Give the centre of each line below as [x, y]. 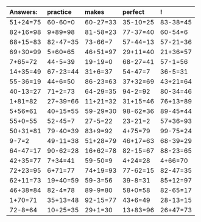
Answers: [23, 12]
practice [59, 12]
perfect [134, 12]
